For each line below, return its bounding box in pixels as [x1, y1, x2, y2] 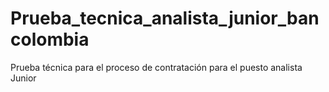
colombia [10, 28, 90, 51]
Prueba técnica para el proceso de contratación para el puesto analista [10, 61, 303, 73]
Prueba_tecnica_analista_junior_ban [10, 7, 320, 30]
